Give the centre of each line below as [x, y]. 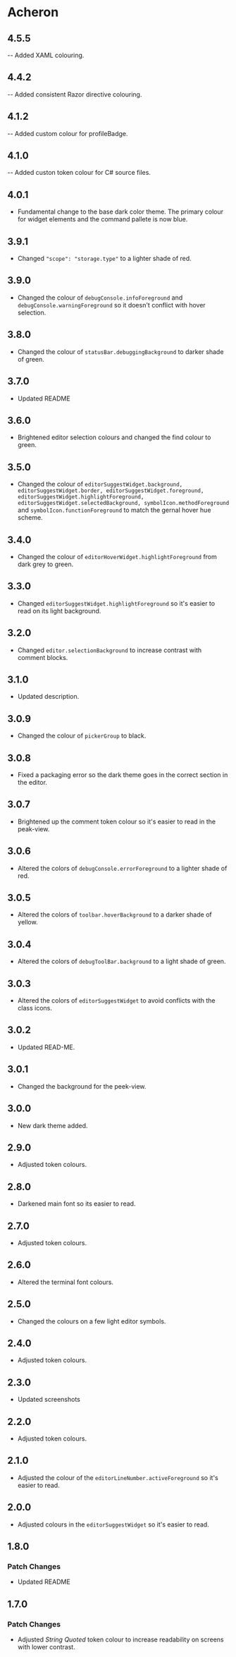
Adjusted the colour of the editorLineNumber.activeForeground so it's [118, 1477]
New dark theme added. [52, 1125]
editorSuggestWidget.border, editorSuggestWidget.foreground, [111, 491]
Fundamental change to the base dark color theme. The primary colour [120, 212]
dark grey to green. [45, 564]
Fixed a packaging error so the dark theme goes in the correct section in [123, 775]
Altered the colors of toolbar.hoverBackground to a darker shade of [115, 915]
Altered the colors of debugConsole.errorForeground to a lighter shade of [122, 868]
